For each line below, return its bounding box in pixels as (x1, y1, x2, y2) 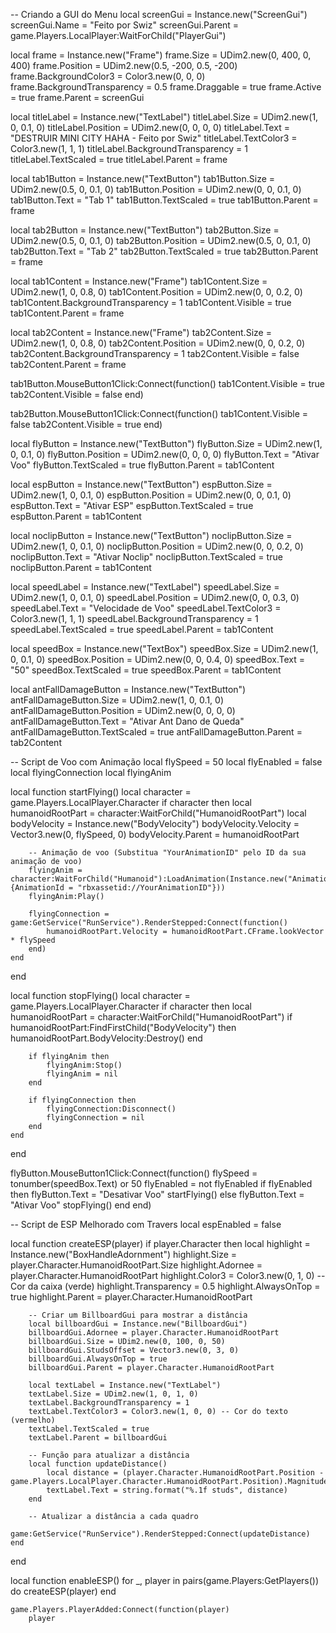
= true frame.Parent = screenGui (10, 92, 145, 103)
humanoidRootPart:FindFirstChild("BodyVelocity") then (10, 1022, 237, 1033)
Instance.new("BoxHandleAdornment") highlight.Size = (10, 1249, 238, 1260)
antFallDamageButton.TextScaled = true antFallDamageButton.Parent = (10, 726, 303, 738)
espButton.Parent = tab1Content (10, 510, 142, 522)
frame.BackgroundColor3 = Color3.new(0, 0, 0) (10, 70, 206, 82)
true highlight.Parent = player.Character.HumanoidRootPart (10, 1291, 253, 1303)
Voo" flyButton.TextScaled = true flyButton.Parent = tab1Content (10, 459, 275, 471)
